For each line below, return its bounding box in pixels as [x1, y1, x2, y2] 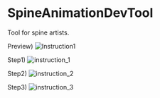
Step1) [7, 55, 26, 64]
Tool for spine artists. [7, 28, 70, 37]
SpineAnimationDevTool [7, 5, 154, 21]
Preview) [7, 42, 33, 50]
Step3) [7, 82, 27, 91]
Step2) [7, 69, 27, 78]
